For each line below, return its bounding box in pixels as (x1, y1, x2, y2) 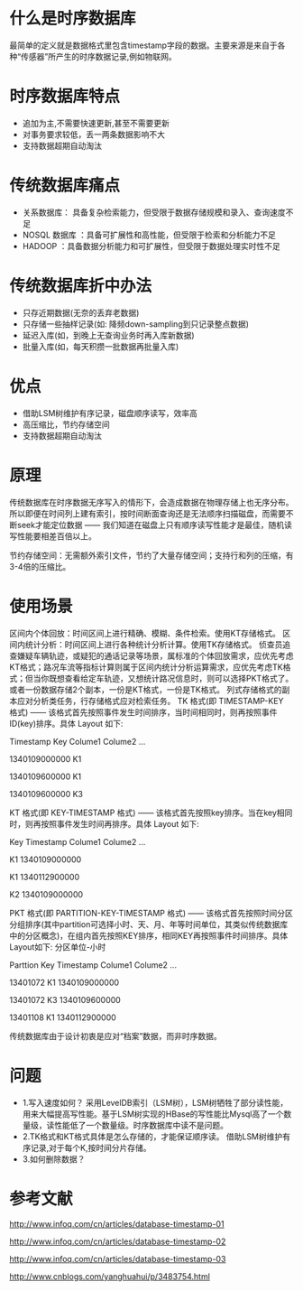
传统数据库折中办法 (9, 276, 152, 296)
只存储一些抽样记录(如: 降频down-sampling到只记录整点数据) (22, 318, 250, 330)
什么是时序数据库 (9, 8, 137, 29)
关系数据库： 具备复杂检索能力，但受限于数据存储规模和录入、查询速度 (22, 207, 286, 218)
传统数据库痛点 (9, 175, 121, 196)
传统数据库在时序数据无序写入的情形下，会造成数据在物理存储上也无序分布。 (9, 497, 294, 507)
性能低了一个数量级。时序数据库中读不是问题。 (53, 1119, 228, 1130)
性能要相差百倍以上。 (16, 530, 96, 542)
